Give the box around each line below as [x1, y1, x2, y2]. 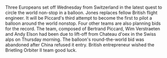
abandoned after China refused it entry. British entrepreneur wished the [5, 42, 154, 47]
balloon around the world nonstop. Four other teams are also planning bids [5, 20, 161, 26]
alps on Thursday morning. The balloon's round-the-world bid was [5, 36, 144, 42]
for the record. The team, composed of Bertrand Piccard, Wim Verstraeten [5, 26, 160, 32]
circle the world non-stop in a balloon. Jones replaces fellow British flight [5, 10, 158, 16]
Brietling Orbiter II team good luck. [5, 47, 77, 53]
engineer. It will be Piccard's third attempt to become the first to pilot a [5, 15, 152, 21]
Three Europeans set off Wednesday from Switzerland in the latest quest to [5, 5, 162, 10]
